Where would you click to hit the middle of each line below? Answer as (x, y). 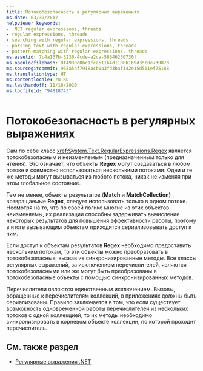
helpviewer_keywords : (34, 23)
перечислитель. (27, 328)
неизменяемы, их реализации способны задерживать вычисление (93, 214)
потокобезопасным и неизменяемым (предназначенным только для (95, 157)
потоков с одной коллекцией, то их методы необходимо (79, 315)
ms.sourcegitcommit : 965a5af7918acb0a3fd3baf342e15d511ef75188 (88, 68)
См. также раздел (42, 347)
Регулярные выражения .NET (53, 361)
